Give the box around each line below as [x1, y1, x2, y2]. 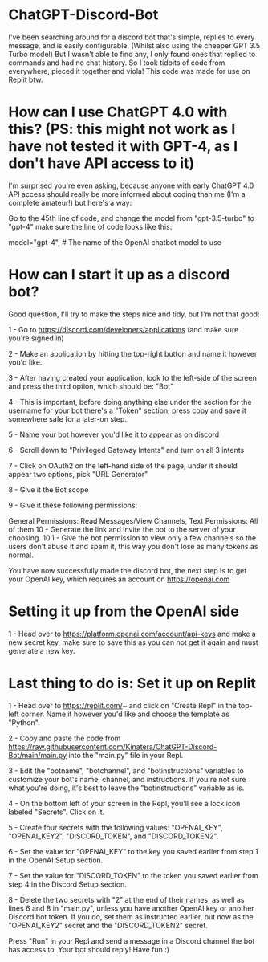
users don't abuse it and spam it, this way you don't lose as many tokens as [8, 541, 258, 551]
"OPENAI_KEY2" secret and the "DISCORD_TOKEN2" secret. [8, 920, 209, 930]
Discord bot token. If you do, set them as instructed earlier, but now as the [8, 911, 254, 921]
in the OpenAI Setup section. [8, 855, 104, 865]
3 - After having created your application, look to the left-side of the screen [8, 373, 257, 382]
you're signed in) [8, 333, 64, 343]
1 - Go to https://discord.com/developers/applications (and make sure [8, 324, 239, 334]
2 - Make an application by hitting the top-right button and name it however [8, 349, 258, 358]
